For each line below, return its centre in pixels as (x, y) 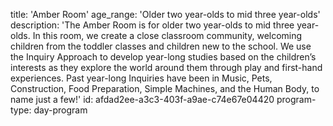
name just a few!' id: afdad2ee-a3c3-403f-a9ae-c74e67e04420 (142, 99)
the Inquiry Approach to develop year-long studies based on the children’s (163, 57)
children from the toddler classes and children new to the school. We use (161, 46)
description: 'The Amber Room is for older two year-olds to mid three (152, 25)
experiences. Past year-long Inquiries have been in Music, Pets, (141, 78)
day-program (60, 110)
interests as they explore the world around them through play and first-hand (166, 67)
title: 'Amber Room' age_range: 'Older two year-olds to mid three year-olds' (165, 14)
